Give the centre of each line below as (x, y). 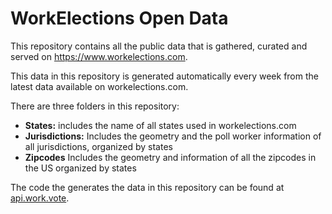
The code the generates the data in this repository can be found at (147, 187)
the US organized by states (80, 168)
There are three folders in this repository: (95, 106)
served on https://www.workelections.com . (99, 56)
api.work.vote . (40, 198)
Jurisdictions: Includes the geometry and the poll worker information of (173, 136)
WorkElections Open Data (119, 18)
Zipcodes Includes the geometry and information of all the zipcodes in (170, 157)
